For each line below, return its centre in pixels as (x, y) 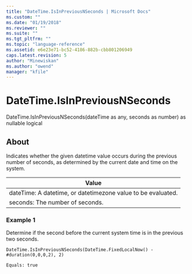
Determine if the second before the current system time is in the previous (95, 233)
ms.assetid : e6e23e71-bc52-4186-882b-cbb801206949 (69, 50)
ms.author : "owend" (30, 66)
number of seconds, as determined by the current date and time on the (92, 162)
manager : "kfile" (27, 72)
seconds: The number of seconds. (56, 202)
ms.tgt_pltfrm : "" (28, 39)
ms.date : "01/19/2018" (34, 22)
